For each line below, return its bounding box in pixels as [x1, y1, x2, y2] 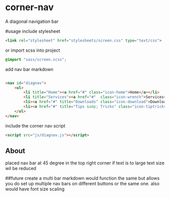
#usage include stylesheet [5, 28, 61, 34]
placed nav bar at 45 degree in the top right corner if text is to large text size [5, 160, 164, 166]
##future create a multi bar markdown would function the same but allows [5, 175, 160, 181]
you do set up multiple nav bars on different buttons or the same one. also [5, 181, 160, 187]
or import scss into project [5, 47, 60, 53]
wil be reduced [5, 166, 36, 172]
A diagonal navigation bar [5, 18, 59, 24]
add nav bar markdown [5, 66, 54, 72]
